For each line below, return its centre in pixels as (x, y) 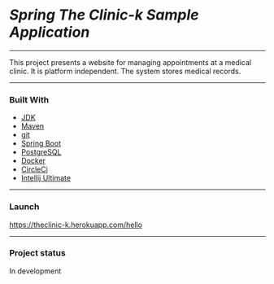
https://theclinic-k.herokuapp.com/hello (76, 225)
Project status (37, 253)
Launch (24, 207)
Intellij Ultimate (46, 178)
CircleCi (34, 169)
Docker (33, 161)
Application (50, 32)
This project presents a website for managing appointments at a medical (130, 62)
